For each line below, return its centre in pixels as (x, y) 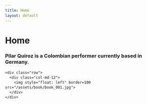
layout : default (22, 15)
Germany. (17, 62)
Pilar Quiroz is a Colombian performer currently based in (73, 55)
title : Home (17, 10)
